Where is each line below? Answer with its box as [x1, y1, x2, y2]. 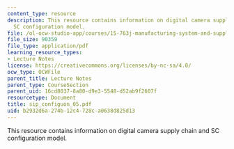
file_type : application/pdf [7, 42, 89, 49]
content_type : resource [7, 10, 77, 17]
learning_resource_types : [7, 49, 82, 56]
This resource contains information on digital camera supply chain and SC [7, 126, 220, 134]
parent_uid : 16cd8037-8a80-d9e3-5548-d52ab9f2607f [7, 88, 157, 95]
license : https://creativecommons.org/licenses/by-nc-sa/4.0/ [7, 62, 192, 69]
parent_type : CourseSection [7, 81, 89, 88]
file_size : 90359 [7, 36, 58, 43]
